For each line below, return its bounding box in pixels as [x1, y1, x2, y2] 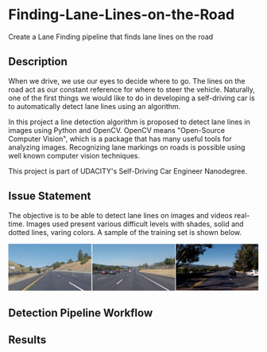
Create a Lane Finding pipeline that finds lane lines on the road [8, 32, 214, 41]
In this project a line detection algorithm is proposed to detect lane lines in [8, 117, 250, 127]
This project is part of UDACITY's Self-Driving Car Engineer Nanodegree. [8, 166, 248, 176]
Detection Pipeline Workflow [8, 306, 153, 319]
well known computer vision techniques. [8, 151, 141, 160]
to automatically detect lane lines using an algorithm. [8, 101, 181, 111]
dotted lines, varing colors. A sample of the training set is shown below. [8, 227, 242, 237]
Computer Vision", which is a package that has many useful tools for [8, 134, 232, 143]
